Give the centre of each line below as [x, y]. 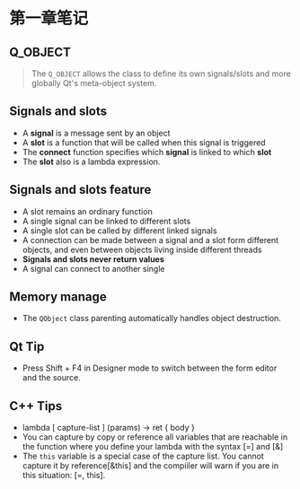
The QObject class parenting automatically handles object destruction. [151, 319]
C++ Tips [36, 406]
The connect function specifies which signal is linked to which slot [147, 152]
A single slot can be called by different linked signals [119, 231]
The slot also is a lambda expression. [91, 162]
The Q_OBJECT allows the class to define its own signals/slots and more [161, 74]
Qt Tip [27, 346]
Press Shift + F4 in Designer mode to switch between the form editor [150, 368]
